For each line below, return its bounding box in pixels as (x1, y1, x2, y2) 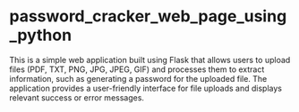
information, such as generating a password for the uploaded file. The (9, 73, 268, 84)
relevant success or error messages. (9, 92, 145, 103)
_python (9, 25, 73, 45)
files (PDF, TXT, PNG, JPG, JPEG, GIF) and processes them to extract (9, 64, 265, 75)
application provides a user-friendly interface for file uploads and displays (9, 83, 282, 93)
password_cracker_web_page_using (9, 6, 287, 27)
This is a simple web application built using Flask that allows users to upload (9, 54, 291, 65)
